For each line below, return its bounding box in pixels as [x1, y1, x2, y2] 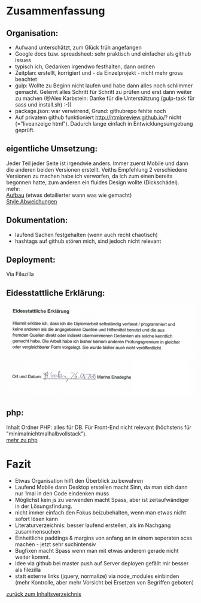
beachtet [14, 76, 37, 83]
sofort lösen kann [14, 515, 59, 522]
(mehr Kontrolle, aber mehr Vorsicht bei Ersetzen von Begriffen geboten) [14, 578, 194, 586]
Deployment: [6, 255, 56, 265]
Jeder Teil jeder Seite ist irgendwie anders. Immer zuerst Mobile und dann [6, 160, 188, 167]
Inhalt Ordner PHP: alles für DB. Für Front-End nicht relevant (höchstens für [6, 424, 192, 431]
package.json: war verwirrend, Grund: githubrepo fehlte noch [14, 108, 166, 114]
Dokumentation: [6, 215, 68, 226]
